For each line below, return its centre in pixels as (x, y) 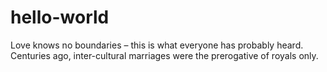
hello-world (60, 17)
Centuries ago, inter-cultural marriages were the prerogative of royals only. (164, 55)
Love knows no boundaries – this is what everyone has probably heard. (157, 45)
